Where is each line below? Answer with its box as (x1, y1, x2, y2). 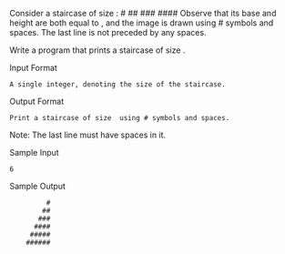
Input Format (9, 63, 57, 73)
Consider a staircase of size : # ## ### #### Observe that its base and (9, 8, 277, 18)
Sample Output (9, 181, 66, 191)
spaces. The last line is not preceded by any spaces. (9, 27, 207, 37)
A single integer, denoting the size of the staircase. (9, 80, 226, 89)
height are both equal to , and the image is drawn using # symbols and (9, 17, 274, 28)
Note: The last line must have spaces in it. (9, 129, 167, 140)
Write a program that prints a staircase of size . (9, 45, 186, 56)
